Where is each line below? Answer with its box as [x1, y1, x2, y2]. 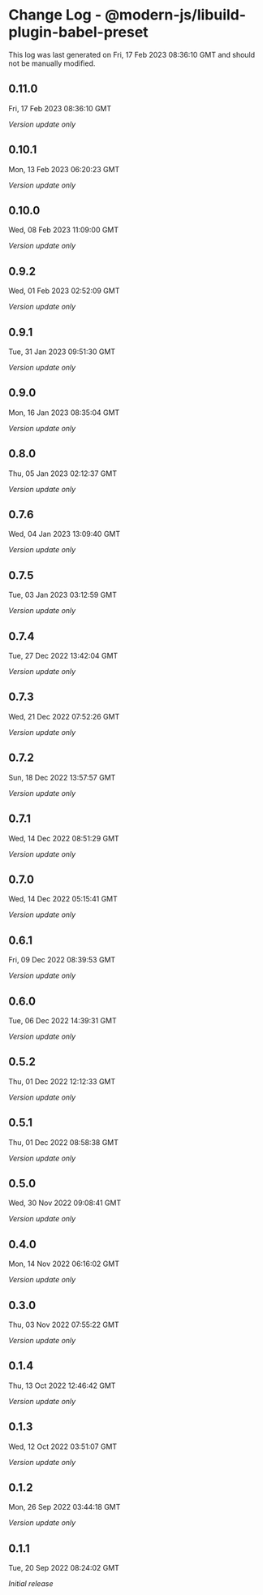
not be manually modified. [8, 58, 96, 68]
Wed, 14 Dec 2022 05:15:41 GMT [8, 894, 118, 904]
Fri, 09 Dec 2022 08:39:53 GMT [8, 955, 116, 965]
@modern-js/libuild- [104, 6, 246, 24]
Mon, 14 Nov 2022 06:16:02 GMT [8, 1259, 120, 1269]
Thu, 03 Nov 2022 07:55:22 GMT [8, 1320, 119, 1329]
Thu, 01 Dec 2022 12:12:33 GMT [8, 1076, 116, 1086]
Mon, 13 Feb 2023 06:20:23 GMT [8, 164, 120, 174]
